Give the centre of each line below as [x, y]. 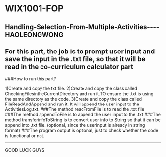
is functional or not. [25, 136]
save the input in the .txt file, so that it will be [75, 59]
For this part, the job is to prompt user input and [80, 51]
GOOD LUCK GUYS [25, 150]
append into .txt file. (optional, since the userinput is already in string [75, 125]
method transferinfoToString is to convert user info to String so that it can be [83, 120]
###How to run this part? [31, 79]
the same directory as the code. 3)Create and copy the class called [74, 99]
